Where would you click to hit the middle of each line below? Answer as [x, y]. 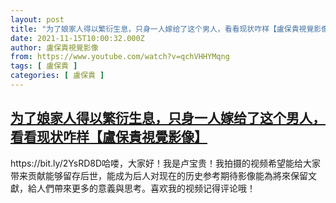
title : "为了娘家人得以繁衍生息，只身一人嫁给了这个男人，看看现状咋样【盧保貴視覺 [162, 29]
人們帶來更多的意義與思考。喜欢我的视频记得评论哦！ [146, 188]
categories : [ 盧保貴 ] [57, 76]
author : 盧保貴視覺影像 [54, 47]
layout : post [37, 19]
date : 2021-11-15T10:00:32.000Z [77, 38]
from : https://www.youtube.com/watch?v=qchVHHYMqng [120, 57]
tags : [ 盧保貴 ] [44, 66]
